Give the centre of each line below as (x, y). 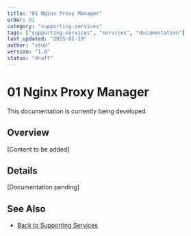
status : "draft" (30, 58)
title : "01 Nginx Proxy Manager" (55, 13)
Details (22, 170)
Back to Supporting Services (57, 225)
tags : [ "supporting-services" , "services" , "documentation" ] (96, 33)
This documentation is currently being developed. (77, 111)
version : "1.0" (29, 52)
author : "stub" (29, 45)
